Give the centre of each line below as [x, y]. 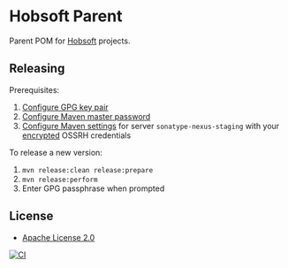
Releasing [37, 69]
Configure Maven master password [86, 116]
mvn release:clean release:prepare [87, 170]
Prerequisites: [34, 89]
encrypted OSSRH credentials [76, 135]
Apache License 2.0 [58, 237]
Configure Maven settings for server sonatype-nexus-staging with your [151, 126]
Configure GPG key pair [65, 107]
